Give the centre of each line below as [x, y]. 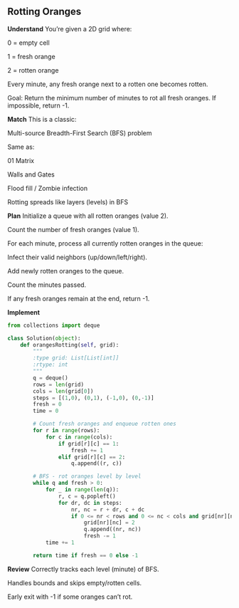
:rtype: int [51, 365]
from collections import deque [54, 325]
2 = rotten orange [33, 70]
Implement [24, 312]
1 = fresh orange [31, 56]
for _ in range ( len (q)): [82, 490]
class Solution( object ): [44, 338]
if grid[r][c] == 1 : [89, 444]
